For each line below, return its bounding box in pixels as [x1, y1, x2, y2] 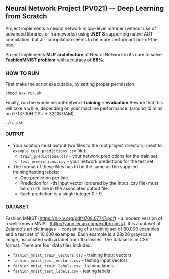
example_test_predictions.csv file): [12, 148, 87, 154]
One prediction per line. [20, 175, 70, 181]
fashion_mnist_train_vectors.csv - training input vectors [12, 252, 132, 258]
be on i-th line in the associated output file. [20, 185, 109, 192]
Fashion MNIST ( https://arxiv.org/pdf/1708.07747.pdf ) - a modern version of [5, 215, 163, 221]
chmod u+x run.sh [5, 91, 42, 96]
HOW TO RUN [5, 69, 39, 77]
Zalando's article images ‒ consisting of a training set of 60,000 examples [5, 226, 160, 232]
